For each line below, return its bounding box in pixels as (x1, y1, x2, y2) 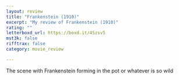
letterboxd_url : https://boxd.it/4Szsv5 (6, 30, 106, 36)
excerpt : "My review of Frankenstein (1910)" (6, 19, 118, 25)
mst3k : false (6, 35, 38, 41)
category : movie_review (6, 46, 64, 52)
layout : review (6, 8, 43, 14)
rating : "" (6, 24, 33, 31)
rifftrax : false (6, 41, 45, 47)
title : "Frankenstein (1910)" (6, 14, 80, 20)
